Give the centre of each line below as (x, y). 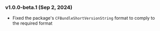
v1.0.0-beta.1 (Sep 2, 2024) (39, 7)
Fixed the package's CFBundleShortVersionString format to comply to (84, 18)
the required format (32, 23)
